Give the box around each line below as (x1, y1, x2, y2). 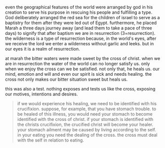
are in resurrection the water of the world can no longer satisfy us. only (5, 61, 150, 66)
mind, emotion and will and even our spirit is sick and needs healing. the (5, 71, 152, 77)
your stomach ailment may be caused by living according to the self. (17, 127, 157, 132)
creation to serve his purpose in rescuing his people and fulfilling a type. (5, 9, 153, 15)
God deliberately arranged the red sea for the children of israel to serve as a (5, 15, 160, 20)
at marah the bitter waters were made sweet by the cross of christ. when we (5, 56, 161, 61)
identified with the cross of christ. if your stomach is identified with (17, 117, 154, 122)
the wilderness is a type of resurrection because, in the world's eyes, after (5, 35, 157, 41)
